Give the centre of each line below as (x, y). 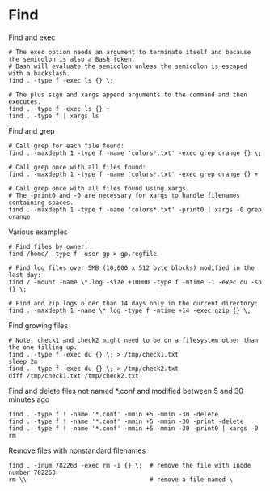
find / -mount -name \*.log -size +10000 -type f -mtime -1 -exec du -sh (135, 282)
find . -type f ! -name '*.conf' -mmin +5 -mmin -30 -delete (114, 414)
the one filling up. (43, 347)
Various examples (38, 232)
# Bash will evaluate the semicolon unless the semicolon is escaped (128, 66)
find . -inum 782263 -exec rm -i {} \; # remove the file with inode (130, 465)
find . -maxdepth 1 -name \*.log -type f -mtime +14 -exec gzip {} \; (130, 310)
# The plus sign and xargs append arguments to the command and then (128, 95)
